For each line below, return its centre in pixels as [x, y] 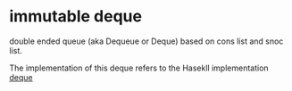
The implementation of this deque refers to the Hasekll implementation [139, 68]
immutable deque [76, 17]
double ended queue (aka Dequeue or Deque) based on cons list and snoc [146, 41]
